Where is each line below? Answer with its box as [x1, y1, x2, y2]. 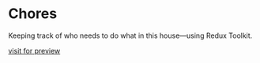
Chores [8, 5, 58, 23]
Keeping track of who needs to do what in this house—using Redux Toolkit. [8, 31, 253, 40]
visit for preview [8, 46, 61, 55]
